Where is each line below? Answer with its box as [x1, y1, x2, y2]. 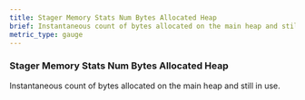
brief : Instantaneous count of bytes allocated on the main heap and [9, 22, 279, 31]
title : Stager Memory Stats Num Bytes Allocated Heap [9, 13, 218, 23]
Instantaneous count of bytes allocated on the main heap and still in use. [9, 80, 280, 91]
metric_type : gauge [9, 30, 84, 39]
